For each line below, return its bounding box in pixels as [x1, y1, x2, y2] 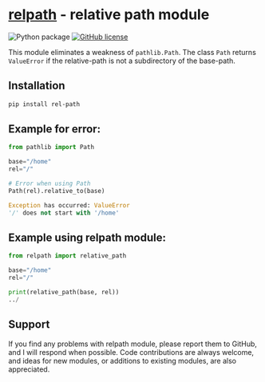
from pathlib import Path [8, 144, 94, 152]
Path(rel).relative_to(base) [8, 187, 105, 195]
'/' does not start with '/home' [8, 209, 120, 217]
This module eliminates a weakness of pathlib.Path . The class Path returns [8, 47, 257, 57]
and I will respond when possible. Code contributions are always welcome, [8, 347, 254, 356]
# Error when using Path [8, 179, 91, 188]
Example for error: [8, 122, 101, 136]
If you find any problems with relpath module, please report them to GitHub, [8, 339, 258, 349]
